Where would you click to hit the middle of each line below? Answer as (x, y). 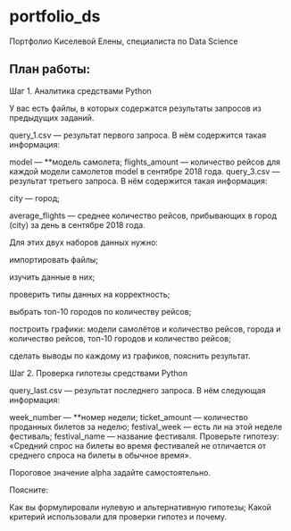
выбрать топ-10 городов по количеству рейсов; (100, 311)
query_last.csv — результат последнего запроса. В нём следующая (137, 390)
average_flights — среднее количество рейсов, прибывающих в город (143, 215)
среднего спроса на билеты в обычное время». (100, 455)
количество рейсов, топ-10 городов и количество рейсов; (121, 338)
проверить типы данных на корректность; (90, 294)
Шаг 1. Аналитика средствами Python (80, 90)
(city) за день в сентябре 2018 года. (77, 224)
